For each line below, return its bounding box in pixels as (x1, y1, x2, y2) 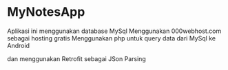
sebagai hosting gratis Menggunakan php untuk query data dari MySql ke (7, 34, 216, 42)
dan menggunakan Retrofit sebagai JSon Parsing (7, 54, 146, 62)
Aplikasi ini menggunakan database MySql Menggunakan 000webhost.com (7, 27, 222, 35)
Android (7, 41, 30, 49)
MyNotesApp (7, 4, 85, 20)
